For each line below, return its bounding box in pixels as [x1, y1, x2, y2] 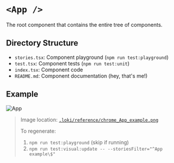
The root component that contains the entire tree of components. [6, 21, 163, 28]
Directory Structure [6, 38, 79, 48]
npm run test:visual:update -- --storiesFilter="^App [29, 146, 163, 152]
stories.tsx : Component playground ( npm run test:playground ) [14, 54, 169, 61]
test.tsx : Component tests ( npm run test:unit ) [14, 60, 130, 67]
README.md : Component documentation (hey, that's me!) [14, 72, 148, 79]
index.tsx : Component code [14, 66, 83, 73]
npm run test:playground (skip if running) [29, 138, 130, 145]
